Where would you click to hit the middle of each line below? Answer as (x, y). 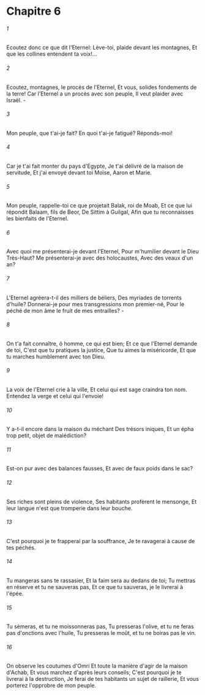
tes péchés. (21, 547)
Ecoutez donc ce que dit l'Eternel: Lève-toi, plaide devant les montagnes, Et (102, 48)
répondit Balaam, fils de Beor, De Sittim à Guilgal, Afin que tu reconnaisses (100, 212)
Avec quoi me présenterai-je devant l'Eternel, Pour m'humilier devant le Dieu (102, 252)
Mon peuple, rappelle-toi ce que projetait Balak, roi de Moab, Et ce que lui (99, 206)
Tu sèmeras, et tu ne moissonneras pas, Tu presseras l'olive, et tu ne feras (100, 626)
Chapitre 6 (34, 11)
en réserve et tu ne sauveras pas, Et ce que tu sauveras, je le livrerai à (95, 587)
